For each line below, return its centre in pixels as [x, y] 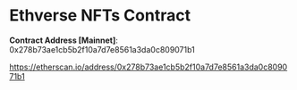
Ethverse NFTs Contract [100, 16]
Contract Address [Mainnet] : [64, 40]
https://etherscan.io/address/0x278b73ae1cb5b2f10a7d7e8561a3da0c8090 [148, 67]
